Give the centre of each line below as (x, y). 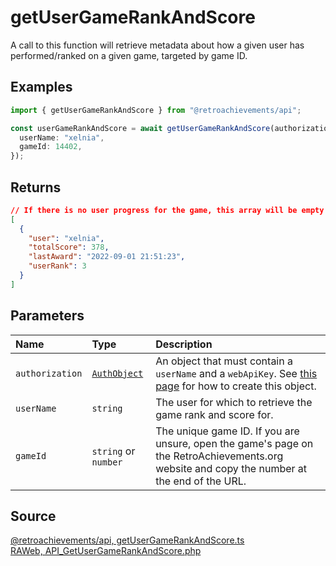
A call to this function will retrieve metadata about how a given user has (157, 45)
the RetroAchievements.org (219, 456)
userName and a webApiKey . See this (236, 373)
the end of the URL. (201, 481)
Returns (36, 187)
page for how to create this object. (236, 386)
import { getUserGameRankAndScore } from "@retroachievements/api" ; (156, 110)
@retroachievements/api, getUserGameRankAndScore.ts (127, 540)
